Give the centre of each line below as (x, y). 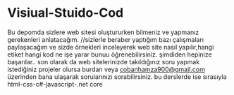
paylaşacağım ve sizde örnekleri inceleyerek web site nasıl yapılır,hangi (111, 47)
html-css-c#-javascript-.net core (55, 84)
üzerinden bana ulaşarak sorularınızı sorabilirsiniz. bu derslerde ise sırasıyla (117, 76)
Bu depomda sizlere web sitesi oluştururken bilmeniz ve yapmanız (103, 32)
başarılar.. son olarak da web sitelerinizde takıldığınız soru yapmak (104, 61)
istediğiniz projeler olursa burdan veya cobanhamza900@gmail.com (106, 69)
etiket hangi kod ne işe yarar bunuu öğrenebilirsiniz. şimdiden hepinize (110, 54)
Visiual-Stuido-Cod (66, 13)
